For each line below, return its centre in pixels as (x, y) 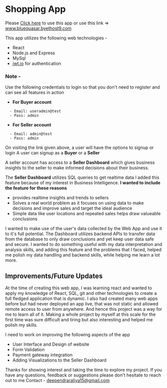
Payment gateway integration (42, 355)
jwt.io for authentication (37, 63)
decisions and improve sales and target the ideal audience (72, 208)
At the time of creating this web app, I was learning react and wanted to (79, 288)
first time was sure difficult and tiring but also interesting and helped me (79, 320)
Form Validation (28, 350)
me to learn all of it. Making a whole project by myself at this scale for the (81, 314)
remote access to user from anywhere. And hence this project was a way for (84, 309)
